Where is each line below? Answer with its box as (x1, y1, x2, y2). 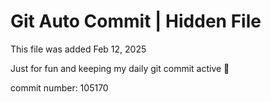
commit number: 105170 (10, 81, 109, 94)
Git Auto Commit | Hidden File (10, 10, 262, 33)
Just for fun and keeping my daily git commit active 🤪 (10, 62, 230, 74)
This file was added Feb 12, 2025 (10, 43, 147, 55)
